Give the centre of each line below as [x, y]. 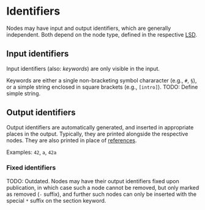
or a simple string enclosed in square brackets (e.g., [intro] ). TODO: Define [102, 87]
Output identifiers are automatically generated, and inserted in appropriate [100, 127]
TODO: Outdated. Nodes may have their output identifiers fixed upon [93, 181]
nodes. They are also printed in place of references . [72, 140]
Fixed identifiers [31, 168]
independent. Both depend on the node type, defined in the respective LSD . [102, 34]
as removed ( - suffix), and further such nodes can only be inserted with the [102, 194]
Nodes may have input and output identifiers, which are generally [89, 28]
